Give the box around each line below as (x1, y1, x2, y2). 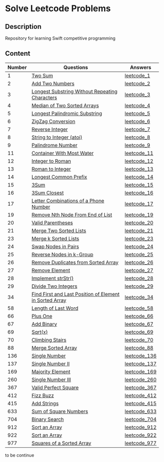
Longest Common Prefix (31, 173, 87, 180)
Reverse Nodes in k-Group (31, 251, 94, 258)
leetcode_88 (124, 344, 154, 351)
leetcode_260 (124, 376, 157, 383)
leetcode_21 (124, 227, 154, 234)
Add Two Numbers (31, 80, 75, 87)
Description (5, 22, 41, 31)
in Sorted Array (31, 296, 67, 303)
